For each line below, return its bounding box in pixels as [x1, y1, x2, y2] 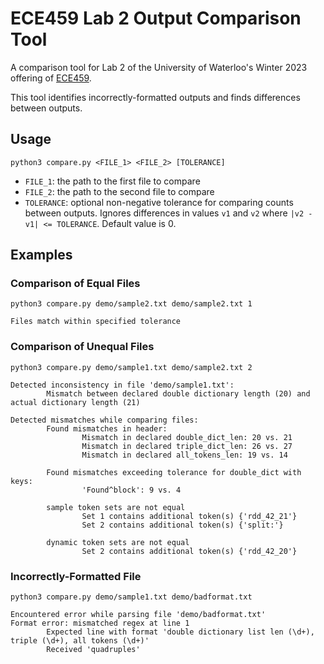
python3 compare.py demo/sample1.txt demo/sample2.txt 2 [10, 362, 253, 372]
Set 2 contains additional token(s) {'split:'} [81, 520, 284, 530]
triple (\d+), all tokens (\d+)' [10, 636, 150, 646]
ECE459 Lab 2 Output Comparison [10, 7, 302, 30]
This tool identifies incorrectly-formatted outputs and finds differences [10, 91, 301, 103]
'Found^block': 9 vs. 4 [81, 485, 182, 495]
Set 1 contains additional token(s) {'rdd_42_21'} [81, 511, 298, 521]
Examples [10, 247, 73, 264]
